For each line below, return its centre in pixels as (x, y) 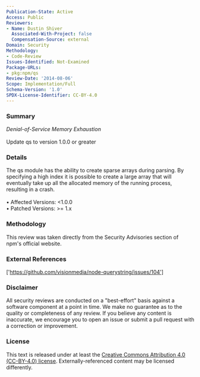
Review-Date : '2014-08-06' (40, 78)
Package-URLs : (24, 67)
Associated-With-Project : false (52, 34)
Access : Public (25, 17)
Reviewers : (20, 23)
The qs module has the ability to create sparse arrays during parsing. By (95, 171)
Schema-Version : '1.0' (34, 90)
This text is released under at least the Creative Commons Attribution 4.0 (96, 354)
